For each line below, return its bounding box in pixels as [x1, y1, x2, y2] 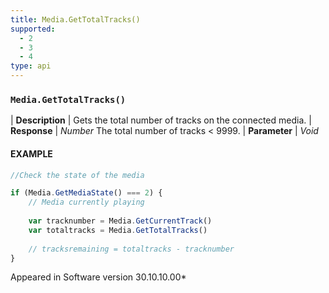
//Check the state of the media [10, 170, 145, 180]
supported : [10, 24, 56, 34]
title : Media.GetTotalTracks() [10, 14, 141, 25]
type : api [10, 61, 52, 71]
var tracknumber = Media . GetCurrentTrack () [28, 216, 213, 226]
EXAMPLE [10, 147, 53, 160]
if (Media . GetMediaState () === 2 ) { [10, 188, 163, 198]
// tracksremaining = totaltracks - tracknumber [28, 244, 235, 254]
